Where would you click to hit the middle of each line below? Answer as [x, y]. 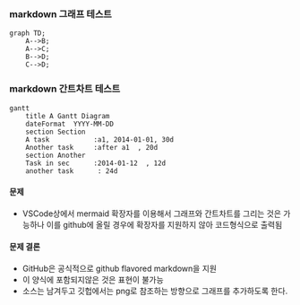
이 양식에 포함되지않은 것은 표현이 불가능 [93, 279]
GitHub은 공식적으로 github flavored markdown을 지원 [120, 268]
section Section [56, 132]
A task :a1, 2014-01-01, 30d [100, 139]
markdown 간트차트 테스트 [65, 89]
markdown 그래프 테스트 [60, 13]
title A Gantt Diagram [68, 116]
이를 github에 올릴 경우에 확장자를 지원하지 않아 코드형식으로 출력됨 [164, 224]
